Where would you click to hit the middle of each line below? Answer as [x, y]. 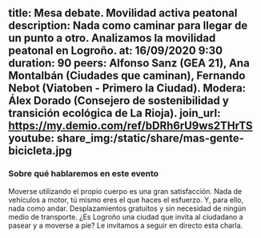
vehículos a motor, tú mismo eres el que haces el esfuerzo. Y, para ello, [126, 200]
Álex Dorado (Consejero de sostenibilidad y [119, 101]
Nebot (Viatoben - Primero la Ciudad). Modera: [127, 89]
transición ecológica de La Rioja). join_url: [114, 113]
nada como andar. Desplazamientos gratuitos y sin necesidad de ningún [127, 208]
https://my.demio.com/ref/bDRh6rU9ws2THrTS [131, 126]
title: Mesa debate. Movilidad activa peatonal [123, 13]
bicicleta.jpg [40, 151]
